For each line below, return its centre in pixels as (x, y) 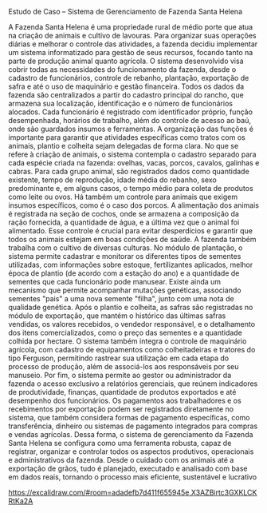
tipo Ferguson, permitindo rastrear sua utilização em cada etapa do (119, 358)
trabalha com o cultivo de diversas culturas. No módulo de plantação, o (126, 248)
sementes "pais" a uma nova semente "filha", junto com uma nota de (121, 298)
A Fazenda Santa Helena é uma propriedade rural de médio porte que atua (131, 27)
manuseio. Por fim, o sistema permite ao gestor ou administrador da (120, 375)
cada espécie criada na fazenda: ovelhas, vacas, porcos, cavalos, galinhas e (134, 163)
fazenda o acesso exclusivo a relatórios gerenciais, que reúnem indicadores (133, 384)
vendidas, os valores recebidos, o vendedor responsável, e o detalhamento (132, 324)
